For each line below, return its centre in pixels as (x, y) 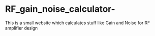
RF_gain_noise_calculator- (60, 9)
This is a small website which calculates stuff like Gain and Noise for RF (77, 23)
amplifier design (21, 28)
